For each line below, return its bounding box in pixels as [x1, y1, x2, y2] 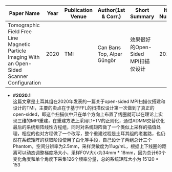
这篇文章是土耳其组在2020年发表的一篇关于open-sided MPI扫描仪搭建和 [12, 98, 165, 104]
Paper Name [9, 10, 40, 17]
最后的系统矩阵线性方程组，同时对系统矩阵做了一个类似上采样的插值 [12, 124, 157, 130]
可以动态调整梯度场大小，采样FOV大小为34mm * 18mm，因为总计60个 [17, 149, 166, 156]
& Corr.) [101, 13, 121, 20]
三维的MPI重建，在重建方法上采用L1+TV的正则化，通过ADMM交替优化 [17, 118, 165, 123]
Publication [64, 7, 93, 13]
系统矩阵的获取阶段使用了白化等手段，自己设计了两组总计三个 [21, 137, 152, 143]
